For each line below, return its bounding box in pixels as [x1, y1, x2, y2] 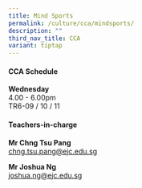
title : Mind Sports [8, 11, 74, 20]
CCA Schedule [8, 66, 59, 76]
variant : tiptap [8, 42, 63, 50]
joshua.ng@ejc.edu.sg [8, 170, 83, 180]
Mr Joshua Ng [8, 161, 57, 171]
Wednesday [8, 84, 50, 94]
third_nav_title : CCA [8, 34, 81, 43]
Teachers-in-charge [8, 120, 78, 129]
